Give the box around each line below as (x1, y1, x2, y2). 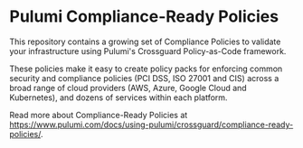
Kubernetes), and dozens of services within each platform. (9, 92, 228, 103)
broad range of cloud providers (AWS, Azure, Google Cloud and (9, 82, 247, 93)
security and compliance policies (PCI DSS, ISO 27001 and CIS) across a (9, 72, 279, 83)
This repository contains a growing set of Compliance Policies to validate (9, 36, 281, 47)
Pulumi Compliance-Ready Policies (9, 6, 279, 27)
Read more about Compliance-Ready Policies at (9, 109, 188, 120)
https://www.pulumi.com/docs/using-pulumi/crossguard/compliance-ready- (9, 119, 294, 130)
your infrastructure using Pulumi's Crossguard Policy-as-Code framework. (9, 45, 287, 56)
